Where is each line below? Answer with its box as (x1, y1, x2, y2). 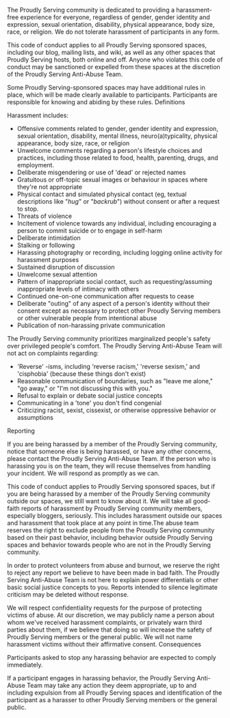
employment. (16, 161, 55, 169)
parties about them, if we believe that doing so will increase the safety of (7, 625, 212, 634)
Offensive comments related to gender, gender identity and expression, (16, 125, 219, 132)
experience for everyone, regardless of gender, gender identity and (20, 13, 210, 21)
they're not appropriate (16, 183, 83, 191)
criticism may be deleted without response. (7, 590, 129, 599)
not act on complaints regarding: (7, 349, 99, 357)
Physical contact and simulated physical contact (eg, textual (16, 190, 187, 198)
